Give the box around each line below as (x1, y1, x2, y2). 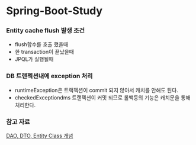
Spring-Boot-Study (6, 4, 102, 18)
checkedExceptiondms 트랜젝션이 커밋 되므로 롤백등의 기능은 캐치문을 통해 (14, 94, 191, 101)
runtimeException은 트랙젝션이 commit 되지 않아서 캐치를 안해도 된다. (14, 86, 179, 94)
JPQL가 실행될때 (14, 56, 54, 63)
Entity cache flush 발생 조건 (6, 27, 85, 35)
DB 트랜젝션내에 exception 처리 (6, 72, 93, 80)
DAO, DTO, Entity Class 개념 (6, 132, 73, 140)
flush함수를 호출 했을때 (14, 41, 69, 48)
